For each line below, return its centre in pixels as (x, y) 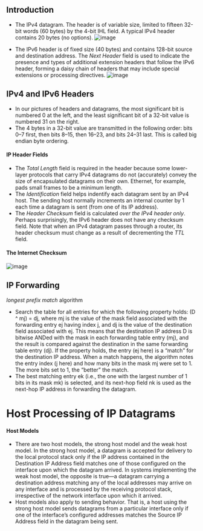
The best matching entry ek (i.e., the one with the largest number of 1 (101, 376)
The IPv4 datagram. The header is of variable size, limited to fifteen (99, 24)
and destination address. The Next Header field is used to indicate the (102, 55)
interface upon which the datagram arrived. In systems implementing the (105, 470)
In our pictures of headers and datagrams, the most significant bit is (99, 109)
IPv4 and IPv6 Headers (50, 94)
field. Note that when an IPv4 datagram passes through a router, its (98, 226)
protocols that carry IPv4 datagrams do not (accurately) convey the (113, 175)
